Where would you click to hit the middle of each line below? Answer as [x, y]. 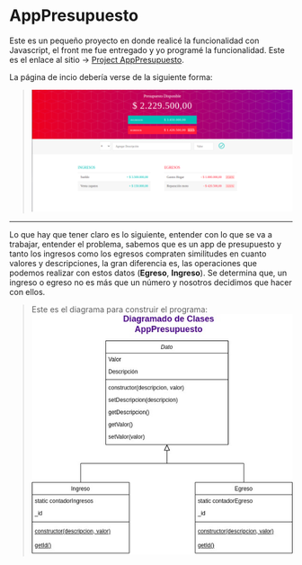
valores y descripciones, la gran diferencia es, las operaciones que [133, 263]
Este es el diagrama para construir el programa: [120, 309]
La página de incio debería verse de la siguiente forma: [111, 76]
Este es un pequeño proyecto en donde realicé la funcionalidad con [134, 40]
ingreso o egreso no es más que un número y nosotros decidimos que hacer [151, 282]
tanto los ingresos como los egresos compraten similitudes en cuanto [138, 254]
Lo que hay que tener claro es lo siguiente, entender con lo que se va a [141, 234]
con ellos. [27, 291]
